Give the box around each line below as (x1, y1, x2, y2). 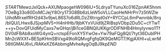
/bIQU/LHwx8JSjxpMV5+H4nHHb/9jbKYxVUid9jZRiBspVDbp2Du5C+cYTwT (5, 20, 161, 26)
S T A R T (5, 4, 19, 10)
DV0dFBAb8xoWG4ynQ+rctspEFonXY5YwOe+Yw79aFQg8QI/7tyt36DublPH (5, 31, 161, 36)
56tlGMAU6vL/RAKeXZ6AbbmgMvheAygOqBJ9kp (5, 41, 108, 47)
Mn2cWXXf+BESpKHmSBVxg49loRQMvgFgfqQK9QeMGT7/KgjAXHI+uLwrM (5, 36, 161, 42)
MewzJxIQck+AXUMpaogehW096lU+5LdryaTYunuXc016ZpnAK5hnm (19, 4, 162, 10)
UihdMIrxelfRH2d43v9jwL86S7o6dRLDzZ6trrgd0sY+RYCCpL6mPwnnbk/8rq (5, 15, 161, 20)
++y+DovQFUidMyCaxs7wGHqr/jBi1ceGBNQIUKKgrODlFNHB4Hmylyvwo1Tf (5, 25, 161, 31)
